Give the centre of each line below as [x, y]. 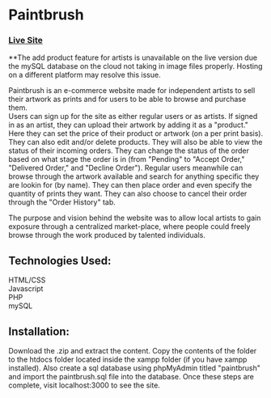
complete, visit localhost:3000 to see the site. [84, 385]
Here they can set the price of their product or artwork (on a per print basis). [136, 133]
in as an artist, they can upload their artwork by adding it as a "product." [129, 125]
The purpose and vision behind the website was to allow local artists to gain [135, 218]
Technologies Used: [60, 260]
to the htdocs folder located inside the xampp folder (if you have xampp [128, 360]
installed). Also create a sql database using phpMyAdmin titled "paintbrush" [135, 368]
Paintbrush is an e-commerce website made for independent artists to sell [132, 91]
